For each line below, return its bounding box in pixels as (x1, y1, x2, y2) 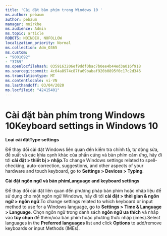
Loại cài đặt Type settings (5, 137, 59, 143)
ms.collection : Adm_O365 (5, 45, 58, 50)
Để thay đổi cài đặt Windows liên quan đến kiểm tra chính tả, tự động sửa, (5, 146, 159, 152)
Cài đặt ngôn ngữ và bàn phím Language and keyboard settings (5, 178, 140, 184)
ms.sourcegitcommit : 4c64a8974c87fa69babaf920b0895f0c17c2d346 (5, 69, 141, 74)
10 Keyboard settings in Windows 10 (5, 120, 158, 132)
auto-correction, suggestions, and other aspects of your (27, 163, 144, 169)
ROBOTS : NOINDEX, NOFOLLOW (5, 36, 62, 41)
